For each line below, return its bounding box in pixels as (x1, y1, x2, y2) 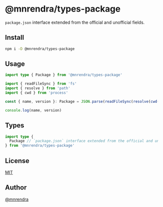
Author (5, 183, 27, 192)
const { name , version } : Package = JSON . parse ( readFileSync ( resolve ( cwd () (5, 99, 162, 104)
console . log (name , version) (5, 108, 62, 112)
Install (5, 33, 24, 42)
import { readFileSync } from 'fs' (5, 81, 77, 86)
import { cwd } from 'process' (5, 91, 68, 96)
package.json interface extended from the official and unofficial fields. (5, 19, 145, 25)
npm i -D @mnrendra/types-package (5, 46, 75, 51)
